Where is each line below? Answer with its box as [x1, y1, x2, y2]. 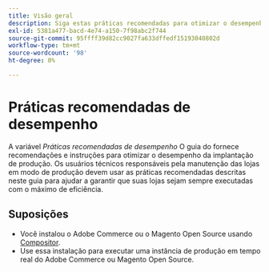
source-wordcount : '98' [8, 49, 88, 57]
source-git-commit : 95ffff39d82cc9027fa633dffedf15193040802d [8, 34, 220, 43]
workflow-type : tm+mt [8, 42, 81, 50]
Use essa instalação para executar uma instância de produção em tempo [19, 246, 261, 255]
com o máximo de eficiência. [8, 184, 104, 193]
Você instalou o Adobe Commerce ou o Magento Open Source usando [19, 229, 253, 238]
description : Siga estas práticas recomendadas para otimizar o [8, 19, 227, 27]
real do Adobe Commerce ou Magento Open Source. [19, 254, 195, 264]
